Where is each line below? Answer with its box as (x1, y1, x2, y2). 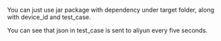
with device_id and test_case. (7, 13, 91, 21)
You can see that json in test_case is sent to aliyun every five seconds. (7, 27, 208, 34)
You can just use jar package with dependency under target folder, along (7, 6, 215, 14)
